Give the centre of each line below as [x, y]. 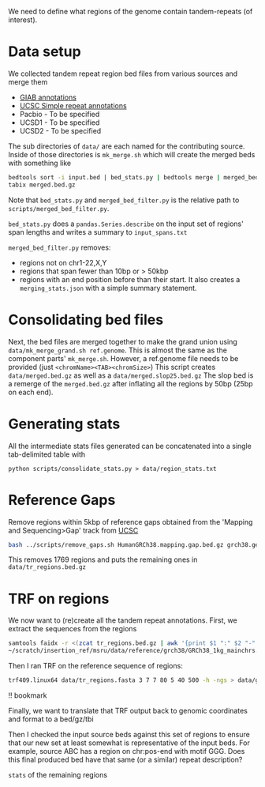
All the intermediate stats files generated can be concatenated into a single [130, 446]
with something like [40, 163]
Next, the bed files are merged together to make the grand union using [123, 341]
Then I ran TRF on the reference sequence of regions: [95, 666]
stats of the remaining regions [58, 774]
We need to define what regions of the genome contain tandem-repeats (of [131, 11]
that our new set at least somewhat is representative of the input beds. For [129, 743]
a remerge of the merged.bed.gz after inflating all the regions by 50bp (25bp [131, 383]
